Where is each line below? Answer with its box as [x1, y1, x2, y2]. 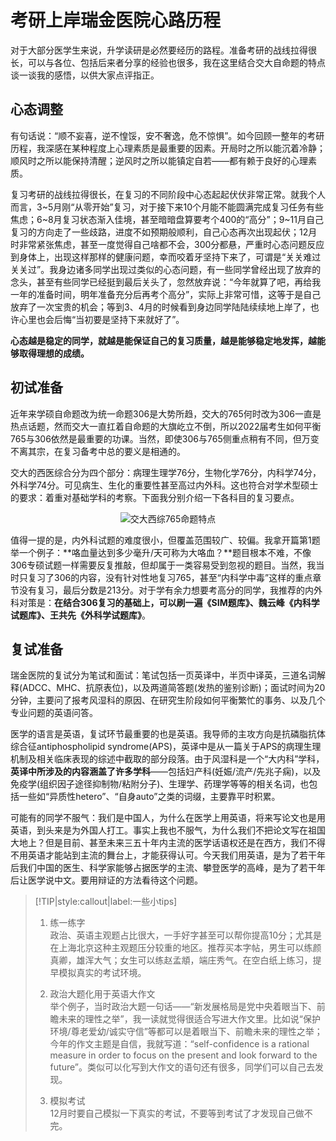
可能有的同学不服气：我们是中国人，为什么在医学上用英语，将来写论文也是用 [10, 812, 326, 824]
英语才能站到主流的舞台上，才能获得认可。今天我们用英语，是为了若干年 [27, 849, 326, 861]
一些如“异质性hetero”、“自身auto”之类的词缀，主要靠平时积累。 [18, 791, 281, 803]
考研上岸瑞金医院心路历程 [10, 9, 222, 32]
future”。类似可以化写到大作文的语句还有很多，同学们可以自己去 [49, 1061, 315, 1073]
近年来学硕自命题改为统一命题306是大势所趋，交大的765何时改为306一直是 [10, 407, 322, 420]
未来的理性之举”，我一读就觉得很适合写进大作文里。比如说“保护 [58, 1013, 321, 1025]
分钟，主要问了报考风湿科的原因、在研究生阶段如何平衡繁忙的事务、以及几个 [10, 694, 326, 706]
